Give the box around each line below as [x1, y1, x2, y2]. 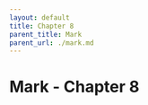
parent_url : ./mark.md [9, 38, 94, 48]
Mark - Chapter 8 [9, 77, 140, 97]
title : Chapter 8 [9, 22, 74, 31]
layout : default [9, 13, 70, 22]
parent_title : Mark [9, 30, 83, 39]
